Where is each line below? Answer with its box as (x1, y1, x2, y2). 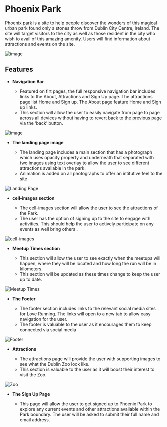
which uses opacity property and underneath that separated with (19, 154, 154, 160)
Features (5, 65, 33, 74)
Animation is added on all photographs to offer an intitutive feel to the (19, 170, 163, 176)
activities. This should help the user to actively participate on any (19, 221, 154, 227)
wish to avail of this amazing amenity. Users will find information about (5, 36, 151, 42)
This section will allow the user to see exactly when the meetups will (19, 255, 161, 261)
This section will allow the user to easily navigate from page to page (19, 109, 160, 115)
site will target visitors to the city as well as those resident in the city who (5, 30, 156, 36)
